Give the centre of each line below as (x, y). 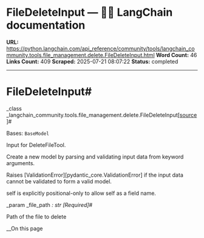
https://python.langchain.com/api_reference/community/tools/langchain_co (101, 49)
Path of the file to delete (36, 216)
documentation (46, 25)
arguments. (21, 163)
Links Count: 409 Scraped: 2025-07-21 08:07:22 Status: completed (92, 61)
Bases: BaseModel (28, 133)
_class (14, 108)
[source (187, 115)
